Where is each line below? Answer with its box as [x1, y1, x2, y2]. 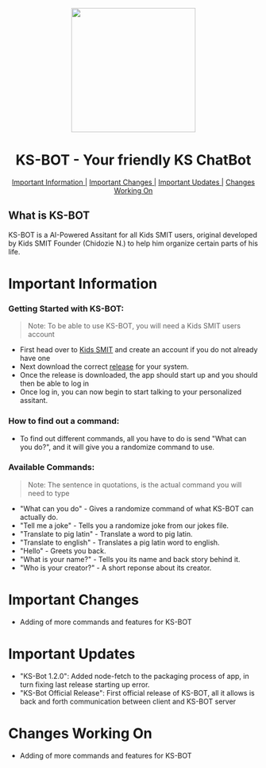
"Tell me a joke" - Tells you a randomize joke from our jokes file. [19, 521, 229, 530]
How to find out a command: [8, 416, 120, 427]
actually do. [19, 512, 59, 522]
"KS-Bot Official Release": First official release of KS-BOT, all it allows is [19, 688, 256, 697]
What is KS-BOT [8, 209, 91, 223]
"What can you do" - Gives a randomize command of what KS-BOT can [19, 503, 254, 513]
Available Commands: [8, 462, 95, 473]
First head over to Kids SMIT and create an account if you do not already [19, 345, 258, 355]
